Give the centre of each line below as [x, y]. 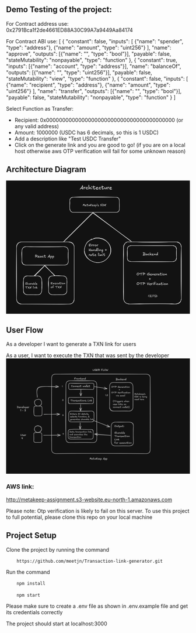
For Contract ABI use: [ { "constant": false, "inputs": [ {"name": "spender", [95, 41]
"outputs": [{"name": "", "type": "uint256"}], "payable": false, [79, 72]
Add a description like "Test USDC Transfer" [68, 138]
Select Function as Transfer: [40, 108]
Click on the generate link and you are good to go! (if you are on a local [100, 145]
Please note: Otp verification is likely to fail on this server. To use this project [98, 511]
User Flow [25, 330]
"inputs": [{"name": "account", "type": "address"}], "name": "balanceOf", [94, 66]
